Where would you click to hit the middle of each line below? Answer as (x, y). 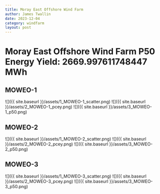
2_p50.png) (16, 149)
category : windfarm (25, 23)
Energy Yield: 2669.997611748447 (76, 62)
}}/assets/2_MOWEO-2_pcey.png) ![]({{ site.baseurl (56, 144)
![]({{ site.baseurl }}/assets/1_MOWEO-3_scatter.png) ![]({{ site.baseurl (76, 176)
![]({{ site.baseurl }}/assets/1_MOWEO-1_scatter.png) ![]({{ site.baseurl (75, 102)
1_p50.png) (16, 112)
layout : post (18, 28)
